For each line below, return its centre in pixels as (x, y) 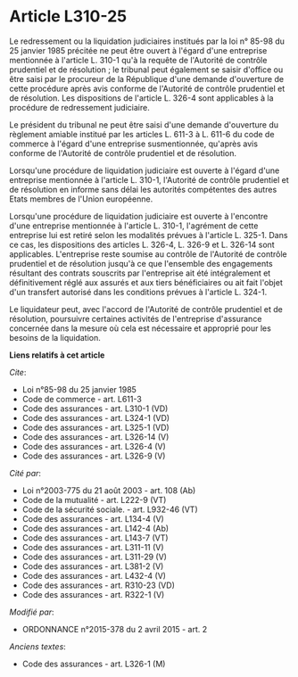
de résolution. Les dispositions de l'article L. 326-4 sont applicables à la (141, 98)
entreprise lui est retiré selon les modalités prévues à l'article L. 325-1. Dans (149, 235)
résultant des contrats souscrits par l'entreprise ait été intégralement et (140, 273)
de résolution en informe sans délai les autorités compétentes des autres (143, 189)
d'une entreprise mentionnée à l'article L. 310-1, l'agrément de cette (134, 226)
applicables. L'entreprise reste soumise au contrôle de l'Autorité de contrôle (148, 254)
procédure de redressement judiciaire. (79, 107)
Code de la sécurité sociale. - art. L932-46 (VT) (110, 509)
